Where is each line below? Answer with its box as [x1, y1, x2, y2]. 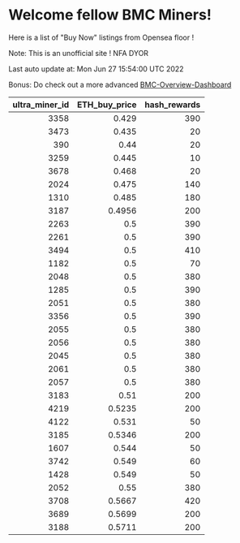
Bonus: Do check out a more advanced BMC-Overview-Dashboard [8, 80, 232, 89]
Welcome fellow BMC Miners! [8, 6, 212, 24]
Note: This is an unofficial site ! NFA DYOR [8, 48, 148, 58]
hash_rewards [144, 99, 201, 110]
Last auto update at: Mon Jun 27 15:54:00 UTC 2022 [8, 63, 184, 74]
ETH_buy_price [76, 99, 137, 110]
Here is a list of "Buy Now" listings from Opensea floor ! [8, 32, 195, 42]
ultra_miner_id [12, 99, 70, 110]
